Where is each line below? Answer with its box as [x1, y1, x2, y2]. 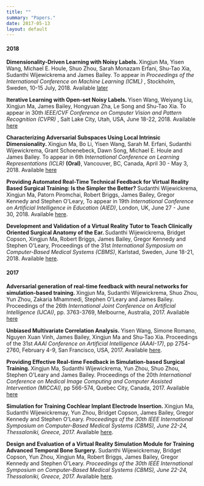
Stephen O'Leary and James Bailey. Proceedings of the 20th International [6, 371, 192, 379]
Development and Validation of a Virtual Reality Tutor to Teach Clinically [6, 222, 193, 230]
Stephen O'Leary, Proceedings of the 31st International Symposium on [6, 242, 183, 249]
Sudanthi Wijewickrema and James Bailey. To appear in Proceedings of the [6, 71, 195, 79]
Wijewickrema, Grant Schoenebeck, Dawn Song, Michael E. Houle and [6, 147, 183, 154]
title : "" [6, 9, 32, 15]
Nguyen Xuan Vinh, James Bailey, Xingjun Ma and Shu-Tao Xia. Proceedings [6, 333, 198, 341]
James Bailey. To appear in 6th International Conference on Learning [6, 153, 180, 161]
